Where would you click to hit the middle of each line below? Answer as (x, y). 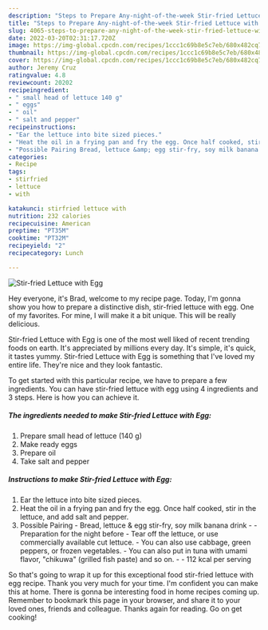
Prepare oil (37, 453)
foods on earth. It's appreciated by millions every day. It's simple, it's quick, (132, 348)
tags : (17, 172)
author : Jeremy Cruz (43, 68)
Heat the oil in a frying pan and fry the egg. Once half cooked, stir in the (138, 508)
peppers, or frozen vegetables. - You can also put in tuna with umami (134, 550)
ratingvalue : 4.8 (37, 75)
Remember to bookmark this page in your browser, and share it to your (124, 600)
